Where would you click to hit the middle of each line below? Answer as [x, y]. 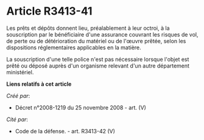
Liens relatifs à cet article [39, 84]
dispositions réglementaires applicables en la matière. [74, 47]
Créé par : [18, 96]
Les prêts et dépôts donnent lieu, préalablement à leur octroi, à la [88, 28]
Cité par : [17, 119]
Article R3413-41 [49, 11]
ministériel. [20, 72]
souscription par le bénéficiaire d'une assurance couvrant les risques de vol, [102, 34]
